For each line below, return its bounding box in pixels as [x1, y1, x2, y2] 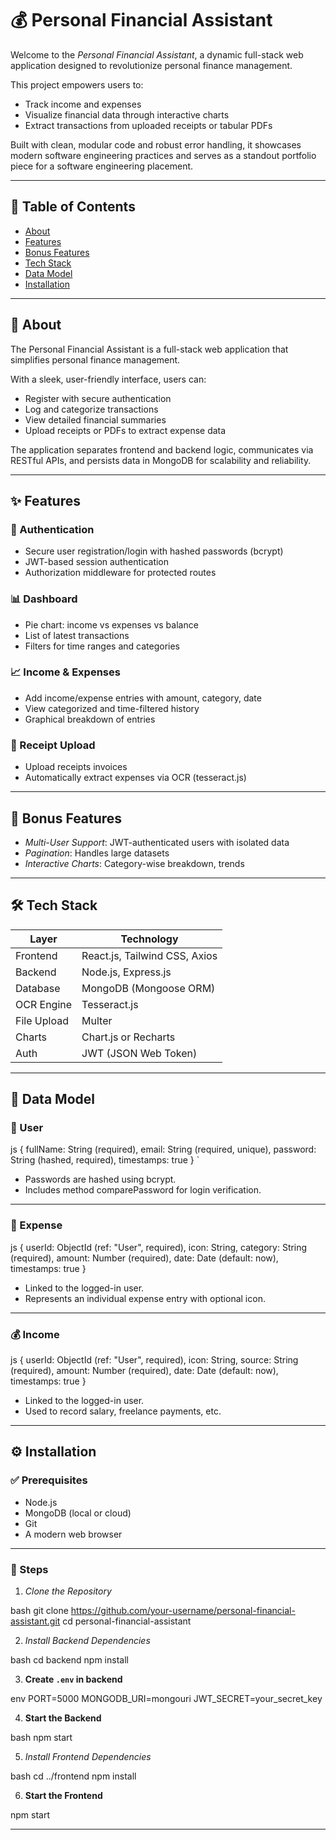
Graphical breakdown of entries [24, 713, 156, 725]
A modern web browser [24, 1528, 123, 1540]
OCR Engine [15, 997, 73, 1011]
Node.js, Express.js [81, 965, 172, 979]
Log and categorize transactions [24, 403, 159, 415]
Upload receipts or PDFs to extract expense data [24, 424, 227, 436]
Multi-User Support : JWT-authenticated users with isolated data [24, 836, 290, 848]
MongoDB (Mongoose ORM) [81, 981, 216, 995]
